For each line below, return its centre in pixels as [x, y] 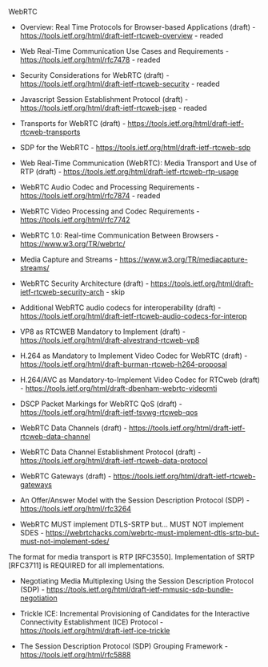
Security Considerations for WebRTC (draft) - [94, 75]
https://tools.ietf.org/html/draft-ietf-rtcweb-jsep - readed [113, 108]
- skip [116, 292]
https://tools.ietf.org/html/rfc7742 [75, 220]
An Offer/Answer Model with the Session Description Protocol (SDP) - [135, 500]
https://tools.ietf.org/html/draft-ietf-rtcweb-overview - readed [122, 36]
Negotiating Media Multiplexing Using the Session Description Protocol [137, 581]
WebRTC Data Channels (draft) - [74, 428]
